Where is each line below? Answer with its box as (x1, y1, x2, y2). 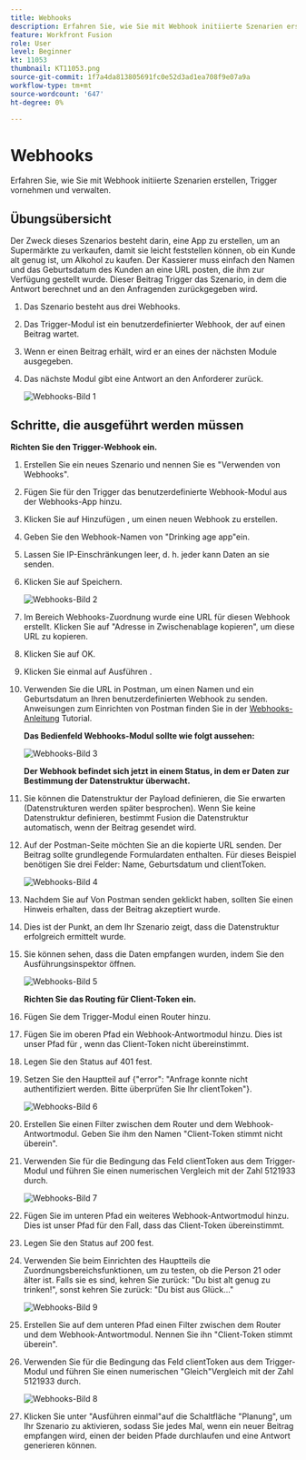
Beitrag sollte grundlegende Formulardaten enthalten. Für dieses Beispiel (23, 849, 297, 860)
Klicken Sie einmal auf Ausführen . (23, 666, 153, 677)
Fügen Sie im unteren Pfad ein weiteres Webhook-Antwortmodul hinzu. (23, 1210, 290, 1221)
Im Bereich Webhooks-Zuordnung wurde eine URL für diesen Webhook (23, 611, 291, 622)
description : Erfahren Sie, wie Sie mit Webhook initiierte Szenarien (10, 22, 283, 31)
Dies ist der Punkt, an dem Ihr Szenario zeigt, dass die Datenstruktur (23, 921, 280, 932)
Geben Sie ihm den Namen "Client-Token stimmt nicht (81, 1128, 283, 1139)
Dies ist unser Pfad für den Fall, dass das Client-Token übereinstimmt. (23, 1220, 285, 1231)
